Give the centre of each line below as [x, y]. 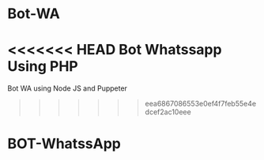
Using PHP [43, 67]
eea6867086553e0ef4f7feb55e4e [201, 104]
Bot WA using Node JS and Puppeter [68, 88]
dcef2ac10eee [168, 112]
